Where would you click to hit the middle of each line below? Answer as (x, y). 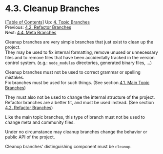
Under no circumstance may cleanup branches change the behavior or (76, 132)
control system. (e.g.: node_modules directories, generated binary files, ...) (79, 63)
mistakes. (15, 77)
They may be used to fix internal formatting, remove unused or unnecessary (81, 52)
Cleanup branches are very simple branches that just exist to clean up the (79, 42)
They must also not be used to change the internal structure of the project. (80, 97)
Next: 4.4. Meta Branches (31, 32)
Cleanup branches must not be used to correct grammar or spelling (73, 72)
